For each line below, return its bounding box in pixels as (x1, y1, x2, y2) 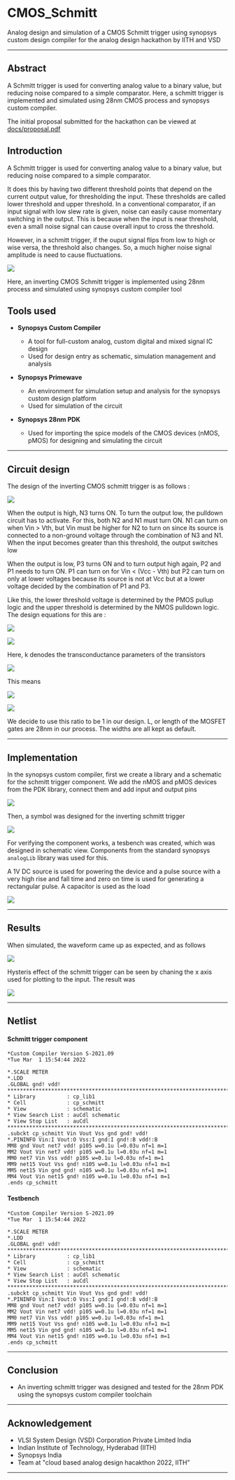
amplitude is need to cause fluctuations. (7, 251, 122, 259)
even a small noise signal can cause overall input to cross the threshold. (7, 222, 215, 230)
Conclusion (7, 1364, 59, 1376)
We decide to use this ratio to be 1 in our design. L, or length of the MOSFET (7, 718, 226, 726)
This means (7, 678, 41, 686)
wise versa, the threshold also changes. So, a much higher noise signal (7, 243, 212, 251)
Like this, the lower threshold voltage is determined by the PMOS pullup (7, 595, 214, 604)
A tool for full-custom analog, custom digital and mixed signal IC (27, 337, 213, 345)
